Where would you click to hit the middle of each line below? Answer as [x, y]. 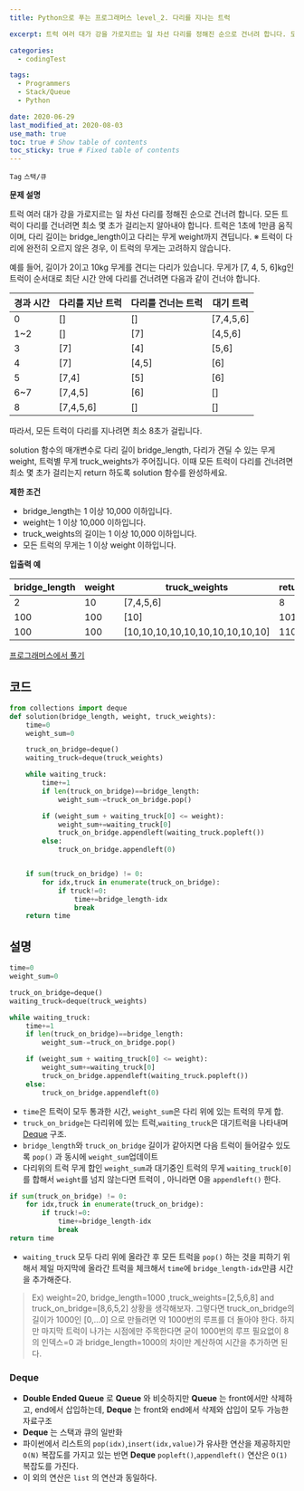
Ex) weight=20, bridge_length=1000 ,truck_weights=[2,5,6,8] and [152, 1297]
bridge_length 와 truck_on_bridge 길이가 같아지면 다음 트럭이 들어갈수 [148, 1145]
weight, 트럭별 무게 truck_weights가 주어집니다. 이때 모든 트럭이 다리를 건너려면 [152, 462]
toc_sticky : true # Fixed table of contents [95, 150]
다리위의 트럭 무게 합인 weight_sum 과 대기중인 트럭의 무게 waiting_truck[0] [157, 1168]
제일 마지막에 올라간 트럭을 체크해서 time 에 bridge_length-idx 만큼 [158, 1267]
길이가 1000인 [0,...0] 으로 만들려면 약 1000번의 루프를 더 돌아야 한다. [155, 1319]
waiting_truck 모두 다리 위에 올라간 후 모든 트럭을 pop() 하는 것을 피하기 [152, 1257]
